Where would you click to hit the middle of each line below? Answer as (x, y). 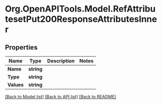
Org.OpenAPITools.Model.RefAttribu (80, 9)
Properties (21, 47)
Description (61, 61)
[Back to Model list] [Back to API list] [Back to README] (61, 97)
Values (16, 85)
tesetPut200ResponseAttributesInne (81, 19)
